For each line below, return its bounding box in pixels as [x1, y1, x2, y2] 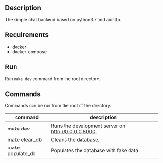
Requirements [5, 31, 49, 39]
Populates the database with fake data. [50, 147, 140, 154]
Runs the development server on [50, 122, 126, 129]
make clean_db [7, 136, 42, 143]
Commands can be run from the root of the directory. [5, 103, 112, 109]
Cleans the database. [50, 136, 99, 143]
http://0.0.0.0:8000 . [50, 129, 97, 135]
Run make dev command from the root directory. [5, 76, 100, 81]
